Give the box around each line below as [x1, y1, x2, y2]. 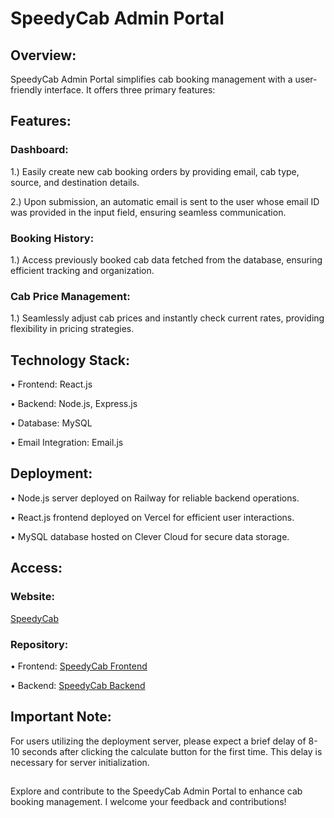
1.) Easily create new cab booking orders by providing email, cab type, [10, 165, 300, 177]
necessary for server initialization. [10, 756, 150, 768]
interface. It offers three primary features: [44, 84, 216, 96]
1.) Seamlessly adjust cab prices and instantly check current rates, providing [10, 312, 325, 324]
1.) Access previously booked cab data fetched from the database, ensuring [10, 253, 323, 266]
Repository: [10, 637, 69, 651]
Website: [10, 590, 55, 604]
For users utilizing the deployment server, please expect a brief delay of [10, 735, 307, 747]
